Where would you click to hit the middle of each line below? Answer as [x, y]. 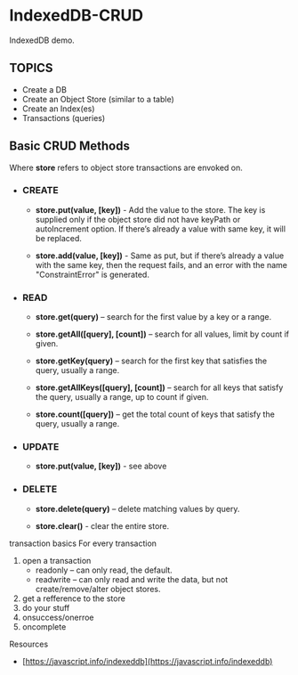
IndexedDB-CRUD [77, 16]
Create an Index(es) [58, 109]
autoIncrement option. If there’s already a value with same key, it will [161, 229]
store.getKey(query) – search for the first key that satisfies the [151, 361]
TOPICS [31, 68]
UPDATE [40, 447]
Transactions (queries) [64, 118]
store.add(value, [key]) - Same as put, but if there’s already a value [160, 256]
